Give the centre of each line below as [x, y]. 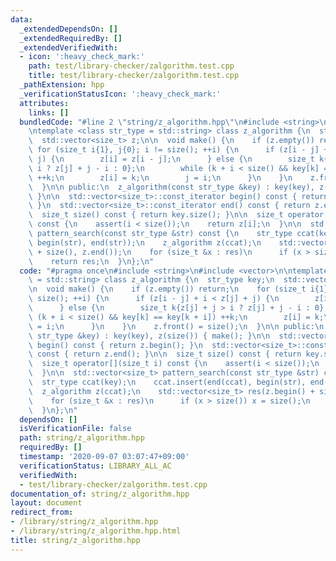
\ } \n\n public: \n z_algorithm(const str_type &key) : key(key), [171, 187]
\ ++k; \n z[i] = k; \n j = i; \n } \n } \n [160, 177]
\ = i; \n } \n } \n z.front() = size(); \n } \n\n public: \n [176, 326]
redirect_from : [42, 512]
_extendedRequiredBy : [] [71, 38]
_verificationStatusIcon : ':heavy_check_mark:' [120, 94]
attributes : [44, 103]
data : [21, 19]
